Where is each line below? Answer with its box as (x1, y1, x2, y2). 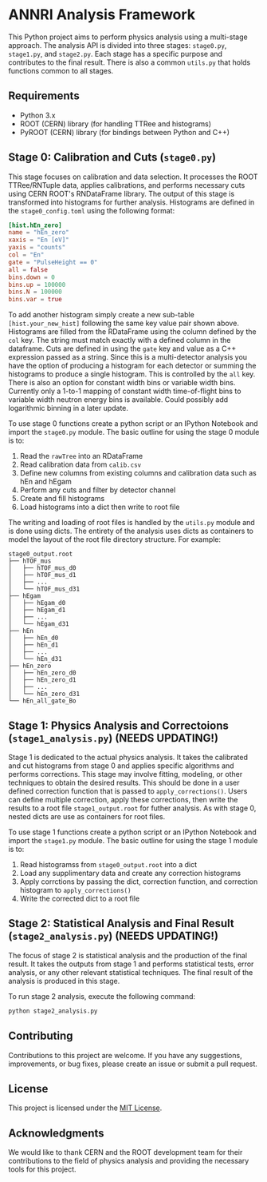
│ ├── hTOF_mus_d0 (8, 564, 77, 572)
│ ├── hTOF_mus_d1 (8, 571, 77, 579)
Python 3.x (19, 110, 56, 120)
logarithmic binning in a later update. (8, 404, 129, 413)
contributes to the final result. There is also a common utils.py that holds (8, 58, 251, 67)
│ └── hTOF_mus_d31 (8, 585, 80, 593)
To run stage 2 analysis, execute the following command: (8, 991, 196, 1001)
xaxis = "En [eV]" (8, 236, 69, 245)
